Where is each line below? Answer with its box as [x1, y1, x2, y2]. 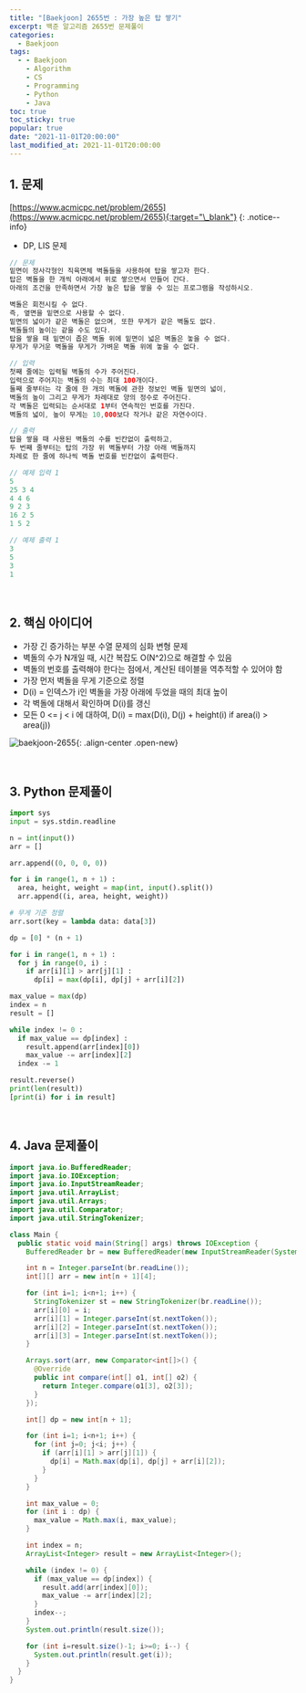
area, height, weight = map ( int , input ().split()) [17, 883, 214, 893]
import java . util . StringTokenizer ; [9, 1214, 145, 1223]
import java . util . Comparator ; [9, 1205, 125, 1215]
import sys [9, 809, 51, 818]
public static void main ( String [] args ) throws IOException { [17, 1238, 259, 1247]
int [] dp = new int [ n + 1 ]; [25, 1414, 132, 1425]
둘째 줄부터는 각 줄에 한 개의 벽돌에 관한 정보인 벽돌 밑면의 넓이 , [9, 384, 228, 394]
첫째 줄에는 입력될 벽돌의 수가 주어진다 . [9, 367, 140, 377]
